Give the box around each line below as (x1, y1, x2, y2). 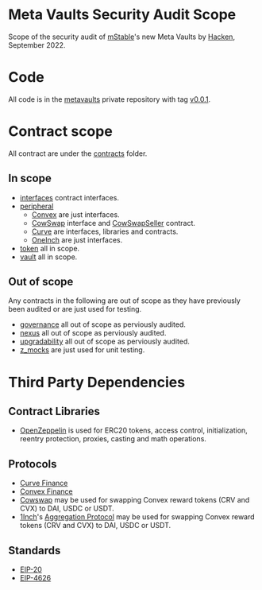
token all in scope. (19, 243, 80, 253)
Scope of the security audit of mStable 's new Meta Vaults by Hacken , (8, 32, 236, 41)
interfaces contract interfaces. (19, 192, 119, 202)
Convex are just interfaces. (31, 209, 121, 219)
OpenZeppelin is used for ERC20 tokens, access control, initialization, (19, 425, 248, 435)
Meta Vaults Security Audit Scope (8, 6, 237, 24)
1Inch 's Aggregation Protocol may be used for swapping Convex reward (19, 512, 256, 522)
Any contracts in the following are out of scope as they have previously (8, 296, 241, 305)
